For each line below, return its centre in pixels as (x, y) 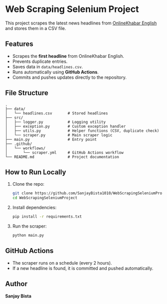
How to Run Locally (36, 172)
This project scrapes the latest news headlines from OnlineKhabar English (81, 23)
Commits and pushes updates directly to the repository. (70, 77)
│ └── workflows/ (25, 148)
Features (19, 44)
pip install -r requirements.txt (47, 217)
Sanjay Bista (18, 296)
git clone (23, 193)
